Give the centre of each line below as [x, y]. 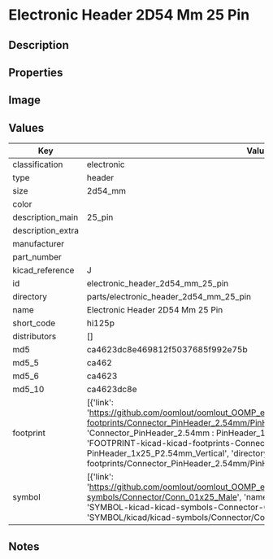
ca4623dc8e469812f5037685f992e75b [167, 350]
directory [30, 297]
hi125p [101, 323]
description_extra [46, 231]
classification [38, 164]
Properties [36, 72]
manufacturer [39, 244]
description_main [45, 217]
